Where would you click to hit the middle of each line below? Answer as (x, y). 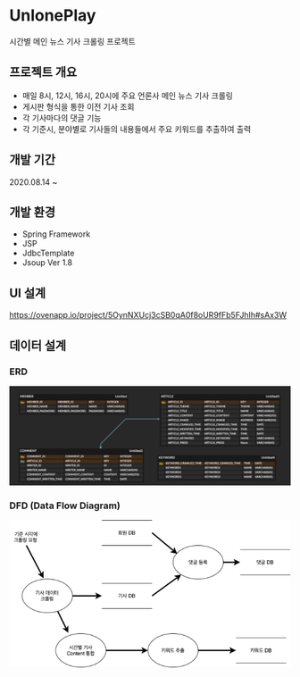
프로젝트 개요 (43, 72)
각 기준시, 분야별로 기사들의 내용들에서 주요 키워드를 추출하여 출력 (137, 129)
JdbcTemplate (48, 253)
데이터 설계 (38, 345)
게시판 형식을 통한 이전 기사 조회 (78, 106)
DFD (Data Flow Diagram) (65, 506)
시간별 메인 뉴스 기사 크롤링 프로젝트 (72, 41)
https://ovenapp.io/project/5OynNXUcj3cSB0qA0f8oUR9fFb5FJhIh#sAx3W (148, 315)
